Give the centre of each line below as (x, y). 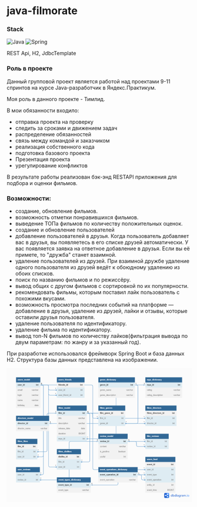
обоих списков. (35, 274)
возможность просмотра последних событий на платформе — (94, 305)
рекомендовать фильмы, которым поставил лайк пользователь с (97, 293)
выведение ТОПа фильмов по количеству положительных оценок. (99, 224)
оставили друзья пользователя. (55, 317)
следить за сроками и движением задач (66, 128)
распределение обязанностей (53, 134)
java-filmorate (42, 11)
